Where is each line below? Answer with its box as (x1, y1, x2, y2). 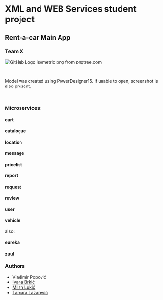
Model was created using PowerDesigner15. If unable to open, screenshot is (5, 78, 158, 84)
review (5, 195, 20, 201)
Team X (5, 48, 23, 55)
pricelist (5, 161, 22, 167)
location (5, 139, 22, 145)
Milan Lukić (12, 284, 36, 290)
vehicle (5, 217, 20, 223)
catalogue (5, 128, 26, 134)
